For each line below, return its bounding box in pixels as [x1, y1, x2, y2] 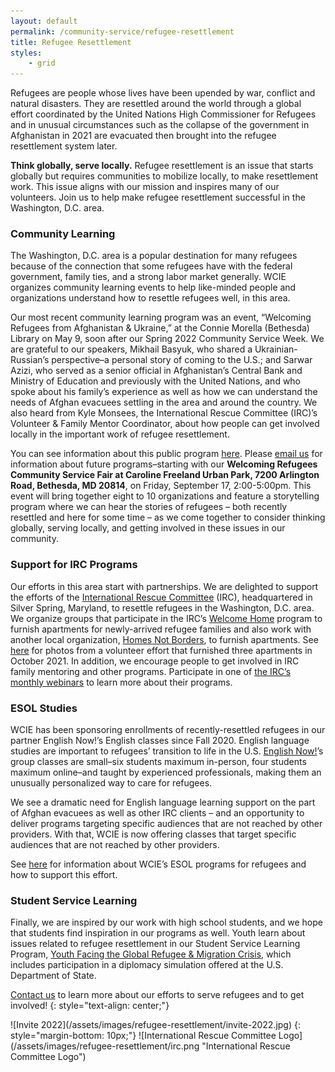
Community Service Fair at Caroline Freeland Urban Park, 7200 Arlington [10, 469, 320, 481]
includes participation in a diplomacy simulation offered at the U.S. [10, 959, 284, 971]
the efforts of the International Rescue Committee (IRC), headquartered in [10, 591, 313, 603]
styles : [10, 48, 43, 58]
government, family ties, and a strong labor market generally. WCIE [10, 271, 287, 283]
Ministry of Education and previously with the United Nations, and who [10, 375, 302, 387]
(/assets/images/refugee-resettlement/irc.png [10, 1040, 200, 1052]
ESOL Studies [10, 701, 78, 715]
